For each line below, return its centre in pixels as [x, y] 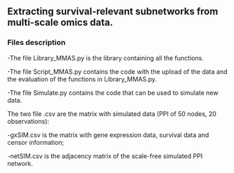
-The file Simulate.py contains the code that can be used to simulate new [113, 92]
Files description [37, 43]
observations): [28, 121]
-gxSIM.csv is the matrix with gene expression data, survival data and [108, 135]
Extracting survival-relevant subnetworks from [113, 12]
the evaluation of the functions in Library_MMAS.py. [82, 79]
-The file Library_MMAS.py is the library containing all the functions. [105, 58]
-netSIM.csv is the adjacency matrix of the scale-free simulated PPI [105, 156]
